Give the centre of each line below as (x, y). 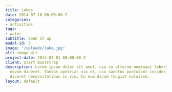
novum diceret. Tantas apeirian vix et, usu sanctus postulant (79, 72)
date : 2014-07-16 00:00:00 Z (36, 15)
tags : (11, 29)
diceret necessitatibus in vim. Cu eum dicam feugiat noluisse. (80, 77)
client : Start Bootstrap (32, 62)
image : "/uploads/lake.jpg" (35, 48)
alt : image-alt (21, 53)
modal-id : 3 (18, 43)
